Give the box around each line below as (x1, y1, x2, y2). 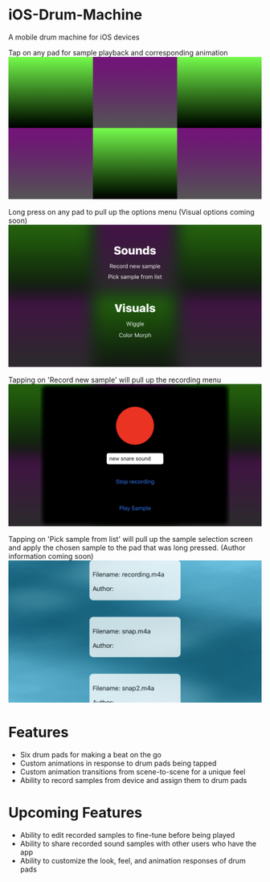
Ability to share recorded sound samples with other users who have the (19, 839, 257, 848)
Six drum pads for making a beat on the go (19, 749, 162, 759)
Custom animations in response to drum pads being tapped (19, 758, 217, 768)
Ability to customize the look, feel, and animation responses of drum (19, 855, 247, 865)
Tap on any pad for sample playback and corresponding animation (8, 47, 228, 57)
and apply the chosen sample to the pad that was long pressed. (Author (8, 543, 246, 552)
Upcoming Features (8, 804, 143, 822)
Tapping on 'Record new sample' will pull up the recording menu (8, 375, 222, 384)
